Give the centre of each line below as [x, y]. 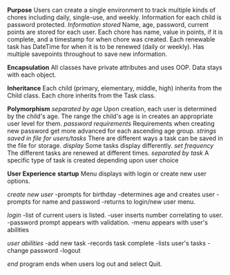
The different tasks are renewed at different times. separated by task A [108, 153]
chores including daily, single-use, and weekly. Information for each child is [115, 17]
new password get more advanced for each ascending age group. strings [112, 131]
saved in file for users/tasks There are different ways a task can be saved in [115, 138]
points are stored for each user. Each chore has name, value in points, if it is [115, 32]
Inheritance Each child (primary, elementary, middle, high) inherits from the [115, 88]
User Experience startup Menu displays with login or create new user [107, 173]
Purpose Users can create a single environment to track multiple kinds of [112, 10]
